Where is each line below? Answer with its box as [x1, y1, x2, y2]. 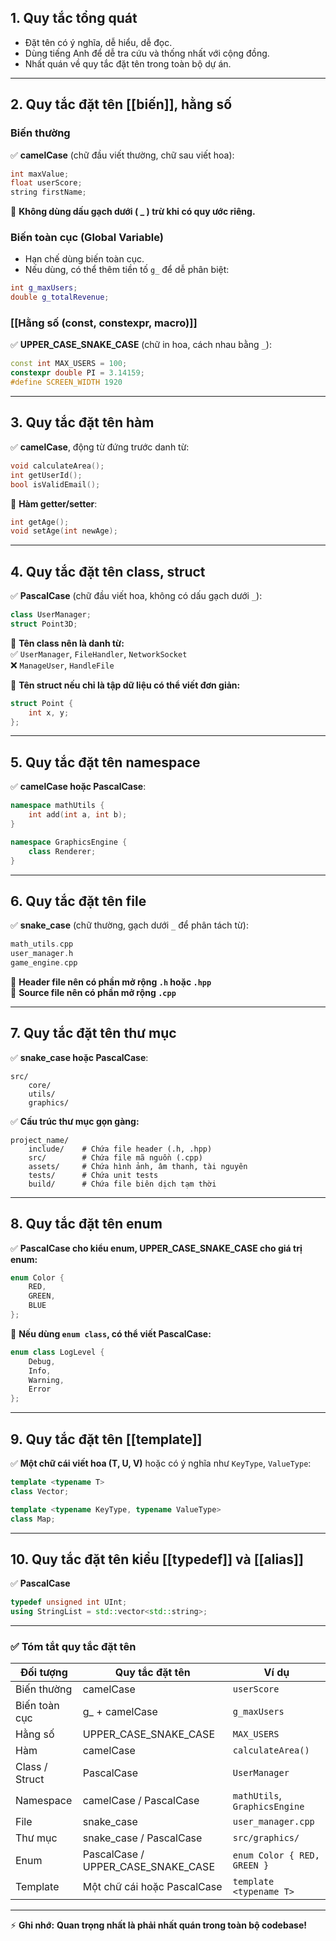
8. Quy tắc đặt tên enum [10, 1216, 163, 1233]
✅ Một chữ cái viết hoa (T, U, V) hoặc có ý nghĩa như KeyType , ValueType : [10, 1457, 312, 1470]
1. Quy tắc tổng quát [10, 10, 138, 27]
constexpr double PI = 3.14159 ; [10, 368, 145, 378]
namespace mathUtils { [10, 801, 105, 811]
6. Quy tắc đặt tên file [10, 892, 147, 910]
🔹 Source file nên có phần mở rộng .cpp [10, 986, 177, 998]
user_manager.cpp [232, 1816, 315, 1828]
